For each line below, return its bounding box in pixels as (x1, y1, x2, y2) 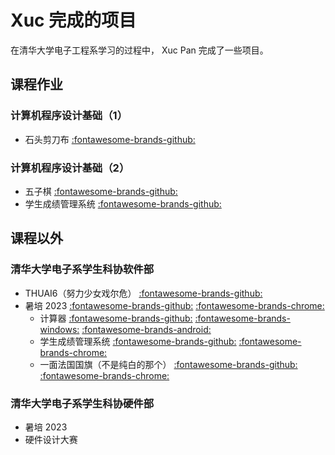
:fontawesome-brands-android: (81, 323, 212, 335)
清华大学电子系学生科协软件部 (10, 262, 155, 276)
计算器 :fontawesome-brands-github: (39, 312, 193, 324)
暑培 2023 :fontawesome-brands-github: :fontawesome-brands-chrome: (24, 299, 325, 311)
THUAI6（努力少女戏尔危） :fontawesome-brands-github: (24, 287, 263, 299)
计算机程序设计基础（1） (10, 109, 128, 123)
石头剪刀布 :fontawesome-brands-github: (24, 133, 196, 145)
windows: (39, 323, 80, 335)
